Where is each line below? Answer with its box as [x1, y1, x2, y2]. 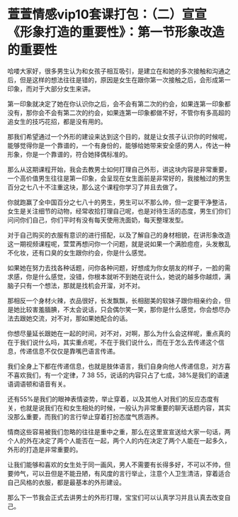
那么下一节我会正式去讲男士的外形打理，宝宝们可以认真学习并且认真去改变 [7, 493, 225, 501]
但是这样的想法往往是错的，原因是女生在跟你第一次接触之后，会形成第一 [19, 75, 231, 84]
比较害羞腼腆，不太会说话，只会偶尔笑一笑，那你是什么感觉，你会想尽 [19, 305, 225, 313]
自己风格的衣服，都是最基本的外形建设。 [7, 478, 125, 487]
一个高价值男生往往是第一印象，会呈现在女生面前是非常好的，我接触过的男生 [7, 174, 231, 182]
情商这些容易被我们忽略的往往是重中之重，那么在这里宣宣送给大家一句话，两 [7, 427, 231, 436]
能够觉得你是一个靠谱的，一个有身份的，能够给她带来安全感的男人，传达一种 [7, 141, 231, 150]
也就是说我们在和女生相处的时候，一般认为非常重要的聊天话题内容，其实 [19, 404, 231, 412]
